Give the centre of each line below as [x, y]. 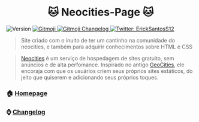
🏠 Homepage [27, 93]
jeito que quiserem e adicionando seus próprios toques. [90, 77]
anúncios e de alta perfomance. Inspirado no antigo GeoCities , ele [102, 65]
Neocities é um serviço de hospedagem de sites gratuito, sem [97, 58]
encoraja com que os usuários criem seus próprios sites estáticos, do [107, 71]
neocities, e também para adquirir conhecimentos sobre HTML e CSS [107, 47]
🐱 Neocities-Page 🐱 [101, 12]
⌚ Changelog [26, 112]
